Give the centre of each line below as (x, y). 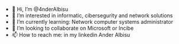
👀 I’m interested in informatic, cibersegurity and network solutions (92, 15)
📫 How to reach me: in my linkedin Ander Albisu (71, 35)
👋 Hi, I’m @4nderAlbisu (40, 9)
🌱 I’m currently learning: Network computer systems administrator (92, 22)
